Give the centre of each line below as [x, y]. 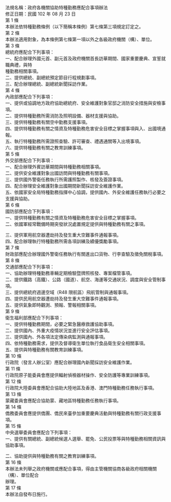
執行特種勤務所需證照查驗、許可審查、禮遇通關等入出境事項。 [79, 141]
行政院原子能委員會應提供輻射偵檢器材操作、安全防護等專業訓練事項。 [79, 375]
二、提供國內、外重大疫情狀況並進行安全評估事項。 [59, 331]
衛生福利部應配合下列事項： [34, 318]
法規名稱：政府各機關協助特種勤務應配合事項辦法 [56, 7]
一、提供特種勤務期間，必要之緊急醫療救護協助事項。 [61, 324]
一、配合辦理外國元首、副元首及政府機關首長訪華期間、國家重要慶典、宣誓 [83, 58]
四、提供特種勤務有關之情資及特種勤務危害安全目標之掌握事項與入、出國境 [83, 128]
